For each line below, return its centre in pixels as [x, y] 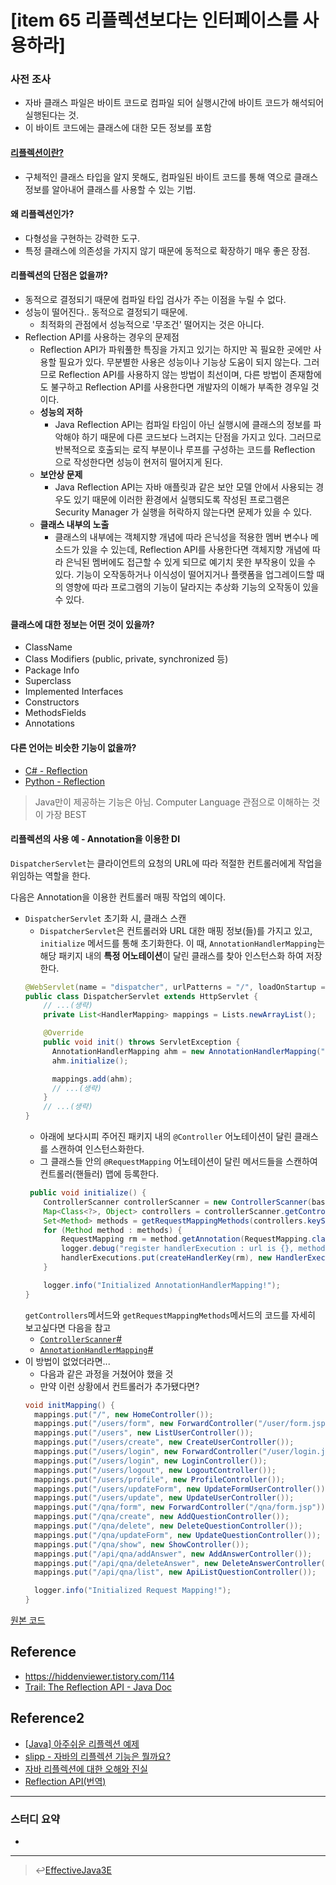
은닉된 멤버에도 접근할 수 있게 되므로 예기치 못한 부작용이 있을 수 [191, 562]
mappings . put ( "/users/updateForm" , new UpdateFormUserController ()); [182, 1489]
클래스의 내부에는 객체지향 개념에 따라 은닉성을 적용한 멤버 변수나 [181, 537]
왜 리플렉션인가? [42, 214]
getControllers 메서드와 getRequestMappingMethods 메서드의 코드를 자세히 [170, 1315]
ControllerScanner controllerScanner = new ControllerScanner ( [178, 1202]
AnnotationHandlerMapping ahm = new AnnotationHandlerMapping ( [186, 1051]
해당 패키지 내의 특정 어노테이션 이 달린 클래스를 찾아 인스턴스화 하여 [171, 955]
